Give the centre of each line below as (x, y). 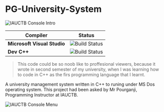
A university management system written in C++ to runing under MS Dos (80, 84)
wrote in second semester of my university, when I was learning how (88, 69)
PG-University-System (53, 9)
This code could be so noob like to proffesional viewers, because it (86, 64)
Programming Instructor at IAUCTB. (42, 95)
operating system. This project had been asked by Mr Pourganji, (71, 89)
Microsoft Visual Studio (36, 43)
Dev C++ (18, 52)
